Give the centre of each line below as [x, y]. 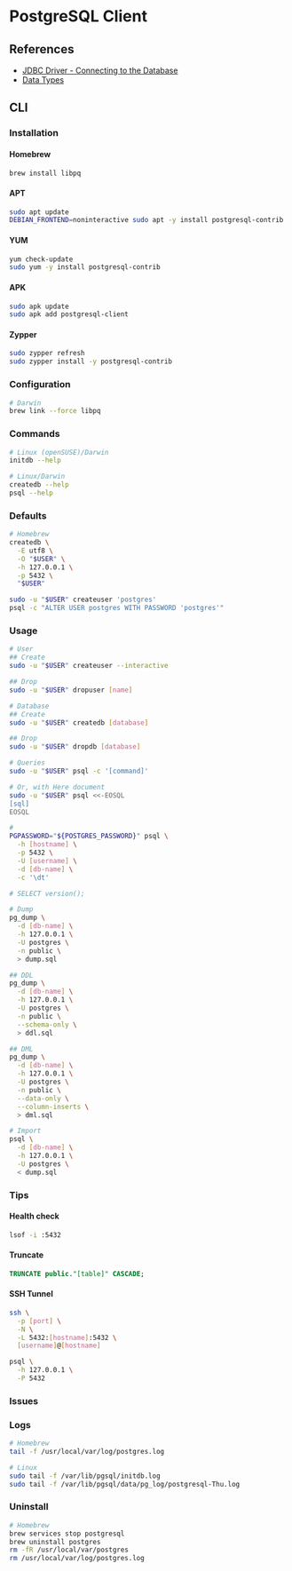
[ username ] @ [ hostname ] [59, 1346]
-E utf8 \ [35, 551]
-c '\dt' [33, 877]
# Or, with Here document [57, 787]
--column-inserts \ [53, 1107]
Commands [35, 434]
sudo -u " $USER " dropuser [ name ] [71, 690]
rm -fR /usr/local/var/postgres [69, 1550]
